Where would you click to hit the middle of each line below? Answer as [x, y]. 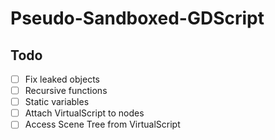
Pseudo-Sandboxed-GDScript [137, 18]
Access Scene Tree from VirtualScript [102, 124]
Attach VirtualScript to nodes [84, 113]
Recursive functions [66, 91]
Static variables [57, 102]
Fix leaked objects [62, 79]
